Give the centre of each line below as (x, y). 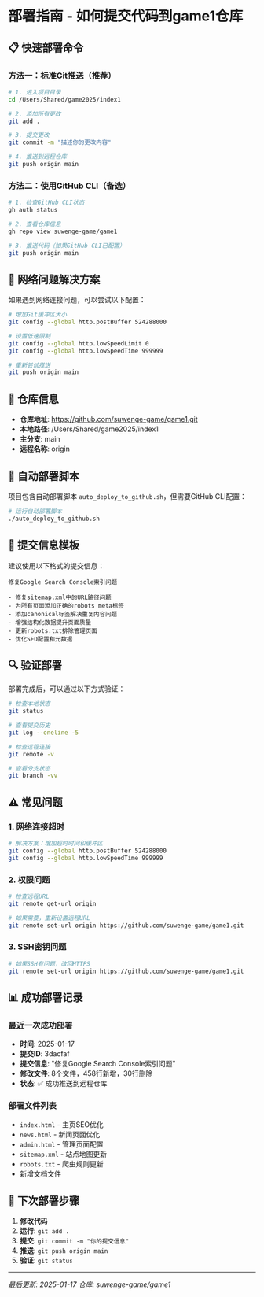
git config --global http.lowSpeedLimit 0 (79, 343)
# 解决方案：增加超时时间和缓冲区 (56, 844)
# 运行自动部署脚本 (35, 511)
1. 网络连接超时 (37, 826)
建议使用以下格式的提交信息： (56, 565)
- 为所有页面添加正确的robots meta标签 (66, 606)
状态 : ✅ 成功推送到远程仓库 (63, 1084)
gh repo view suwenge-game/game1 (63, 231)
